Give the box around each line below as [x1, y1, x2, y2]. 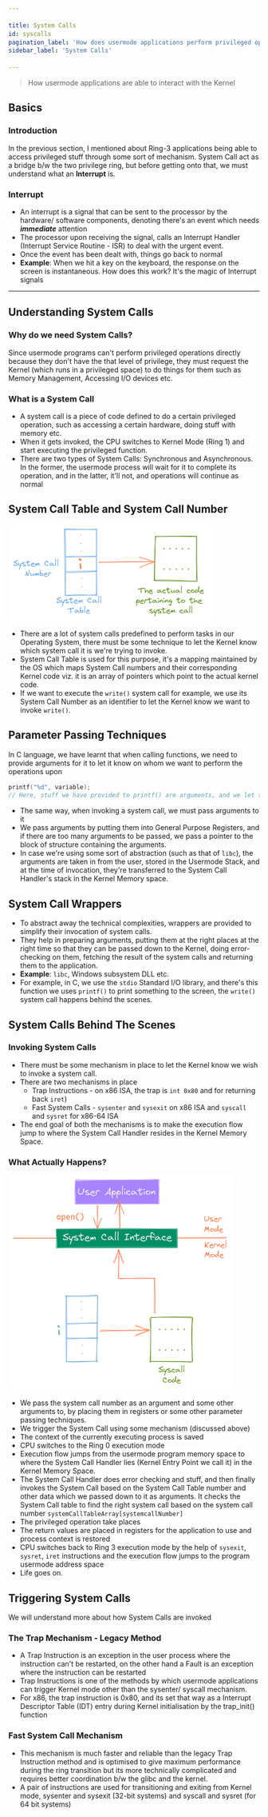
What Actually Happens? [8, 1156, 108, 1168]
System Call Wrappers [8, 897, 122, 911]
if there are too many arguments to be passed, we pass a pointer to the [19, 832, 254, 841]
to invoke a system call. [19, 1068, 97, 1078]
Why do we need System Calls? [8, 329, 133, 341]
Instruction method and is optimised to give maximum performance [19, 1756, 241, 1767]
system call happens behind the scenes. [19, 995, 153, 1004]
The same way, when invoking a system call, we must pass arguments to [19, 806, 259, 816]
